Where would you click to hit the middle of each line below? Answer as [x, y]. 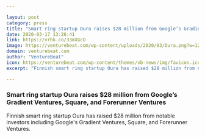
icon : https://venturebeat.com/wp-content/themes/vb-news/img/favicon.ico [103, 62]
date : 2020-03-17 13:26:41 [41, 34]
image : [15, 46]
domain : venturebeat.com [38, 51]
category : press [27, 23]
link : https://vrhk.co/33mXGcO [46, 40]
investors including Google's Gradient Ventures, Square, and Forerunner [97, 122]
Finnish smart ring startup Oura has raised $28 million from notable [91, 116]
